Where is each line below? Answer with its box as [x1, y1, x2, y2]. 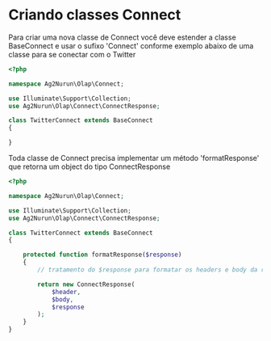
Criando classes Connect [8, 6, 181, 24]
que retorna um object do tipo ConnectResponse [8, 162, 171, 171]
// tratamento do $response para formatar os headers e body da [37, 266, 258, 274]
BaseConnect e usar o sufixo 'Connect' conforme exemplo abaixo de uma [8, 40, 254, 50]
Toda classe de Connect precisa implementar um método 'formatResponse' [8, 154, 260, 163]
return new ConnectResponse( [37, 280, 135, 288]
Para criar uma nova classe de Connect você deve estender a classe [8, 32, 236, 42]
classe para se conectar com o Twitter [8, 49, 136, 59]
